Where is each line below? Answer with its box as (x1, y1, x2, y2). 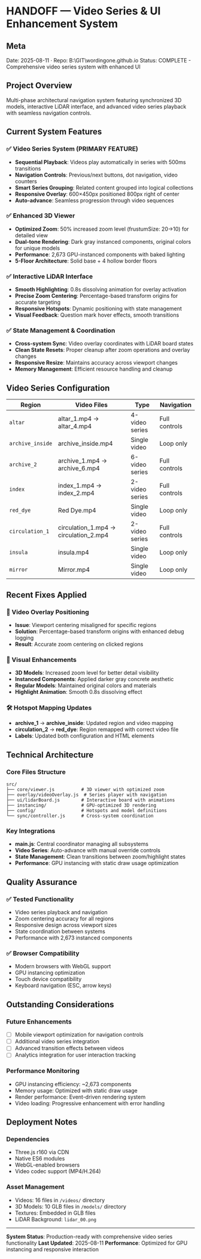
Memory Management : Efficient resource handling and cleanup (14, 365, 173, 373)
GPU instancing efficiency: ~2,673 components (14, 1080, 132, 1088)
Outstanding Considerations (6, 999, 115, 1010)
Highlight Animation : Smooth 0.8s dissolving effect (14, 688, 142, 696)
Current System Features (6, 127, 102, 137)
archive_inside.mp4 (57, 440, 113, 448)
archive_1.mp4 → (57, 457, 108, 465)
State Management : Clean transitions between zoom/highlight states (14, 853, 186, 860)
